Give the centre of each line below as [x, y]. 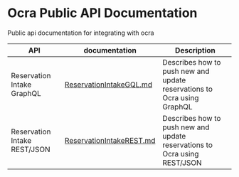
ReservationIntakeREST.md [110, 140]
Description [195, 50]
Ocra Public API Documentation [102, 13]
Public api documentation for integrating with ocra [81, 33]
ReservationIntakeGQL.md [108, 85]
